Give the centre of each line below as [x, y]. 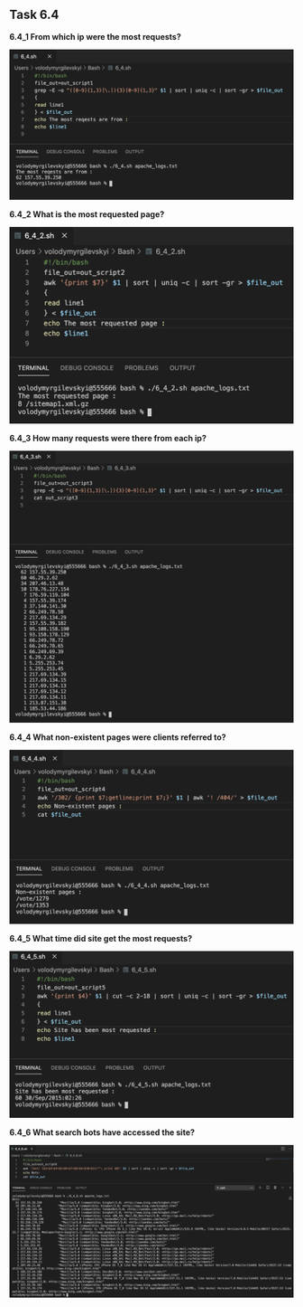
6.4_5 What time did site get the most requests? [101, 938]
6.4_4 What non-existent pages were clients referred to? [118, 737]
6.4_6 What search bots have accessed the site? [102, 1132]
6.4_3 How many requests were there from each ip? [108, 438]
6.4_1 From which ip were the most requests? [96, 36]
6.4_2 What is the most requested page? [87, 214]
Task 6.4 [34, 15]
